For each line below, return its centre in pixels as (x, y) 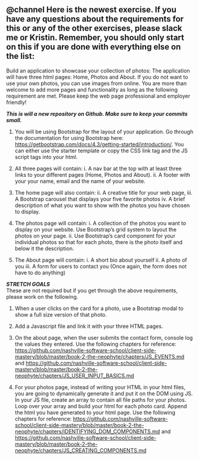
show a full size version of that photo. (61, 314)
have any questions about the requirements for (95, 19)
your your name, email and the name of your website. (80, 181)
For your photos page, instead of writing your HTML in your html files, (100, 387)
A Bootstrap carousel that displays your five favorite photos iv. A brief (100, 199)
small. (14, 120)
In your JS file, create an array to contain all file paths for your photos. (100, 400)
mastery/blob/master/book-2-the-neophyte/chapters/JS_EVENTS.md (99, 356)
